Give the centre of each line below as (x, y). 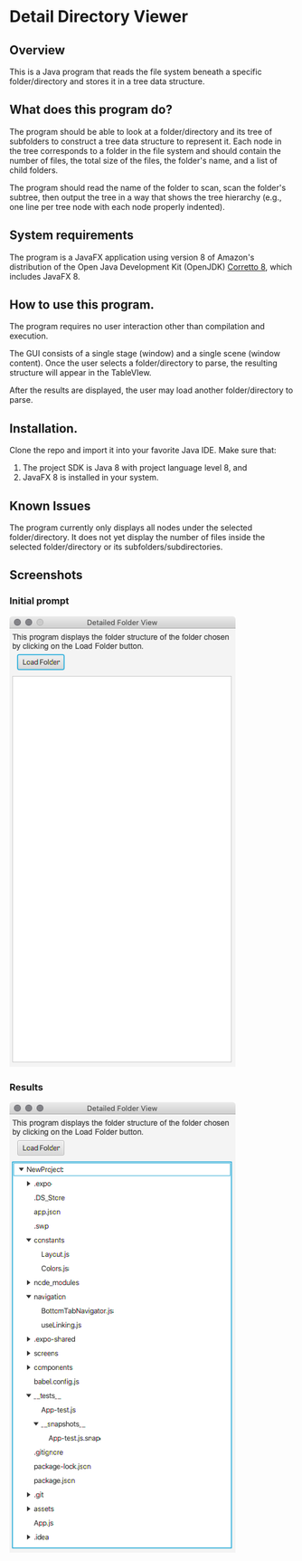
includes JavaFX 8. (45, 276)
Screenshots (46, 575)
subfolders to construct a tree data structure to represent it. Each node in (146, 141)
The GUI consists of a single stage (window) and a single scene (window (145, 354)
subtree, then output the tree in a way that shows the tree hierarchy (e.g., (146, 197)
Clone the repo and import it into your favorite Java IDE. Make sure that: (143, 451)
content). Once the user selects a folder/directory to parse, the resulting (143, 363)
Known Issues (50, 505)
